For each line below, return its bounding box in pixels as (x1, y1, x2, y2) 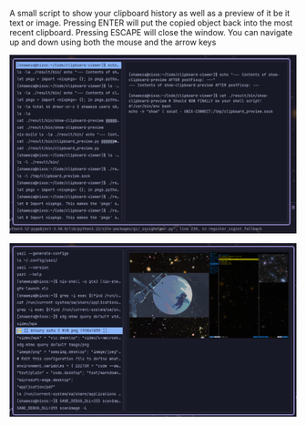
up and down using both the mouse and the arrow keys (9, 36, 217, 47)
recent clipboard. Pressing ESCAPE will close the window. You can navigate (9, 27, 293, 37)
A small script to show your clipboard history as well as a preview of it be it (9, 8, 291, 18)
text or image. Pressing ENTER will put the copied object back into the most (9, 17, 293, 28)
